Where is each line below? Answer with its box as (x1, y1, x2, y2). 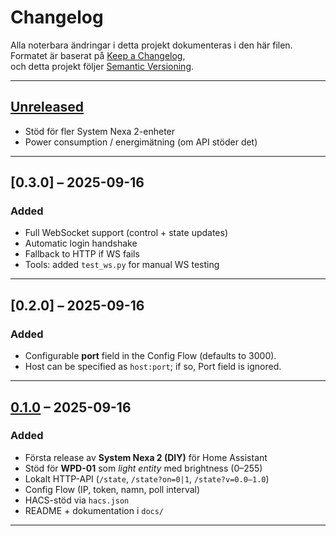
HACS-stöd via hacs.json (24, 494, 130, 506)
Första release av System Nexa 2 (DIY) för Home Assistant (24, 451, 268, 463)
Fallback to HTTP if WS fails (24, 248, 140, 260)
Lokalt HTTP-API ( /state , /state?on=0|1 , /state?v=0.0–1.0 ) (24, 472, 270, 485)
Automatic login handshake (24, 237, 138, 250)
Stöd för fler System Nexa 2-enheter (24, 125, 176, 137)
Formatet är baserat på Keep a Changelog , (10, 49, 186, 61)
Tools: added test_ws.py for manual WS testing (24, 259, 220, 271)
